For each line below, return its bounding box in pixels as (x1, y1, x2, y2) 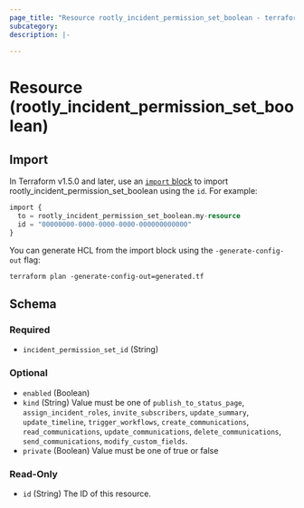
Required (9, 323, 51, 336)
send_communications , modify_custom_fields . (22, 436, 188, 446)
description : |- (9, 30, 71, 39)
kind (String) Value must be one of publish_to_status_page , (22, 397, 245, 407)
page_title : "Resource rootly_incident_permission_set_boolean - (9, 13, 261, 23)
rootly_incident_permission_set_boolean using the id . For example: (9, 186, 258, 196)
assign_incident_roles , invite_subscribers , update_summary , (22, 407, 250, 417)
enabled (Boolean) (22, 387, 90, 398)
